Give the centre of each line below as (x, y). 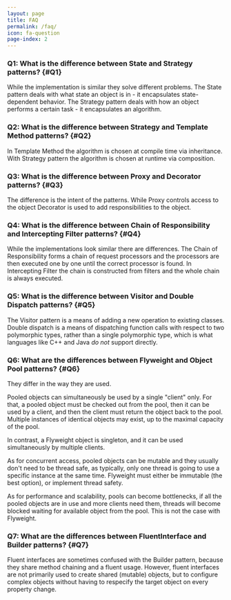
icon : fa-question (33, 33)
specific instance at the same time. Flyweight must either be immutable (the (115, 475)
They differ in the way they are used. (59, 383)
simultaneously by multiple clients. (56, 447)
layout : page (26, 13)
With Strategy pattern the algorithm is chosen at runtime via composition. (111, 158)
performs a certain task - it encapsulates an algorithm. (84, 109)
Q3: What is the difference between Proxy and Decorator (104, 176)
